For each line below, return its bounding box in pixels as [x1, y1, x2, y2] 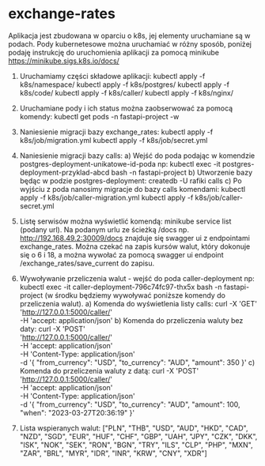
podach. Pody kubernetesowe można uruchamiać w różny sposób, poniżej [8, 39, 252, 48]
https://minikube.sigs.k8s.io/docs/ [8, 56, 120, 66]
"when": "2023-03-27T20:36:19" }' [19, 408, 135, 417]
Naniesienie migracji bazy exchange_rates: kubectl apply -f [19, 127, 214, 137]
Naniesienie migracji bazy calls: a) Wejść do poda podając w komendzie [19, 151, 256, 160]
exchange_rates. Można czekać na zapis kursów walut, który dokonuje [19, 242, 251, 251]
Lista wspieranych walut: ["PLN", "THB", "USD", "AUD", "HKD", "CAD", [19, 423, 248, 433]
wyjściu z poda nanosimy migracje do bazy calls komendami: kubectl [19, 184, 246, 194]
